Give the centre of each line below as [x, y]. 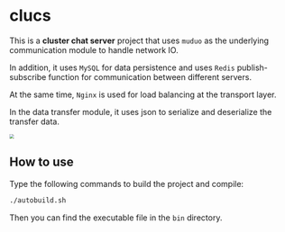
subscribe [28, 76]
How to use [41, 162]
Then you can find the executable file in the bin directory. [116, 218]
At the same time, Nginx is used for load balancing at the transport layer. [143, 94]
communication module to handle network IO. [94, 49]
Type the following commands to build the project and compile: [127, 183]
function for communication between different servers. [150, 76]
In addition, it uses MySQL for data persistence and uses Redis [122, 67]
